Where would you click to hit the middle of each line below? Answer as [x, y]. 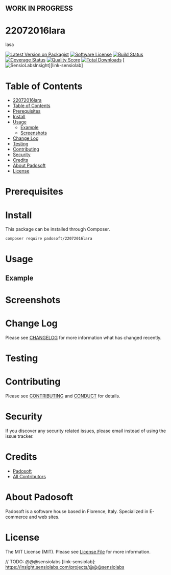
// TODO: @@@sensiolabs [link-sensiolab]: [51, 561]
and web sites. [44, 517]
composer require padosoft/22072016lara [49, 239]
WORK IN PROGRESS [39, 8]
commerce [17, 517]
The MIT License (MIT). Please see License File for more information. [78, 551]
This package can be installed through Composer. [58, 229]
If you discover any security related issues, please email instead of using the [86, 431]
